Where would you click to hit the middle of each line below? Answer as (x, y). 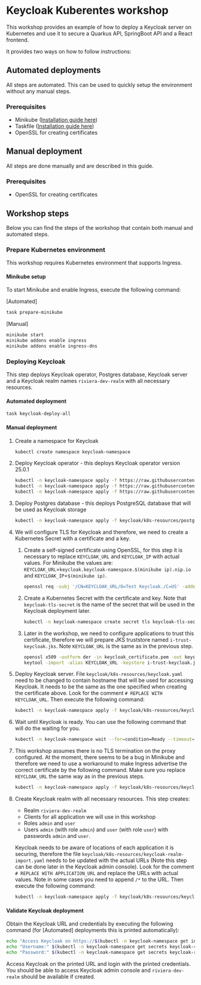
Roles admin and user (50, 824)
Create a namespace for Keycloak (57, 441)
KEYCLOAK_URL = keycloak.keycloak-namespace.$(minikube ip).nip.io (107, 569)
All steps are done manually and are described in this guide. (80, 166)
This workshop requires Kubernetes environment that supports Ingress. (94, 263)
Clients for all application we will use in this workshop (90, 817)
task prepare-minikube (34, 313)
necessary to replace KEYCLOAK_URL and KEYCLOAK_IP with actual (101, 556)
